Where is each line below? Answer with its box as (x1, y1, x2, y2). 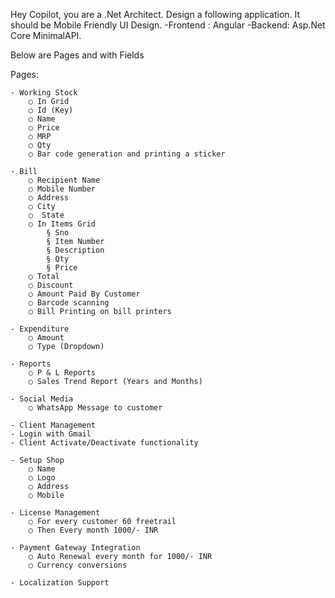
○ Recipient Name (28, 175, 101, 185)
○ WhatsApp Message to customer (28, 403, 163, 413)
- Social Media (10, 394, 74, 404)
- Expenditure (10, 324, 70, 334)
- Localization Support (10, 578, 110, 588)
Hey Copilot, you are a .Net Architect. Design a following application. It (10, 9, 301, 20)
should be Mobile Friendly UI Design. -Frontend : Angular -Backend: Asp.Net (10, 19, 326, 31)
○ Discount (28, 280, 74, 290)
